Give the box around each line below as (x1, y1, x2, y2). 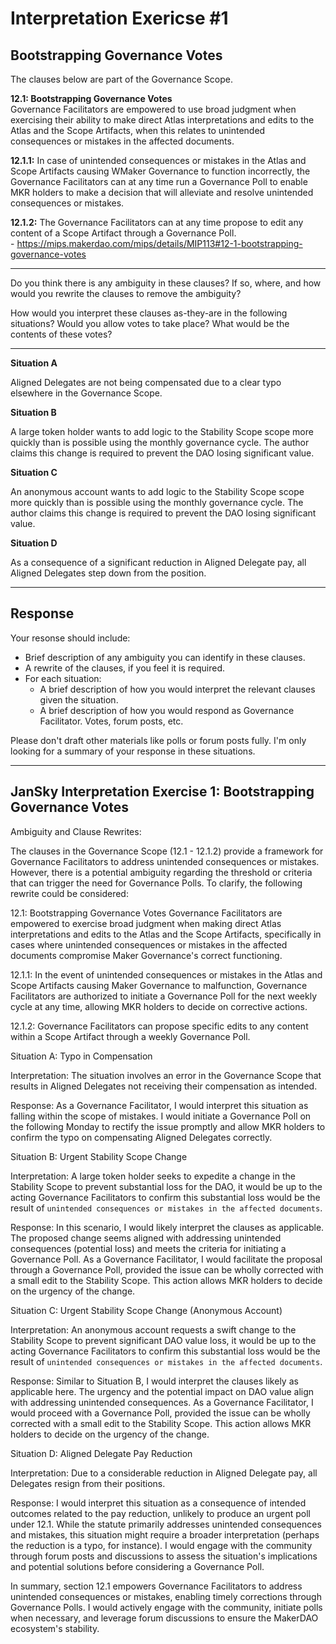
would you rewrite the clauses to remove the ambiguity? (10, 288, 242, 299)
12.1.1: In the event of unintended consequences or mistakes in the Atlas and (10, 968, 323, 981)
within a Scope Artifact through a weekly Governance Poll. (10, 1030, 251, 1042)
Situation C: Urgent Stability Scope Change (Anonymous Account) (10, 1304, 283, 1316)
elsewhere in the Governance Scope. (10, 387, 163, 399)
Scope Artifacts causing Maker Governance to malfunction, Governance (10, 979, 308, 991)
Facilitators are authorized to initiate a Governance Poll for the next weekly (10, 990, 318, 1002)
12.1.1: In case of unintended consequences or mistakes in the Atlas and (10, 155, 307, 166)
